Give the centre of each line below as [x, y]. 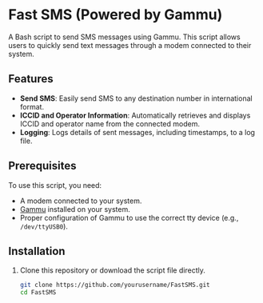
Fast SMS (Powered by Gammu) [116, 15]
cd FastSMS [38, 293]
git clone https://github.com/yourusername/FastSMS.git [115, 285]
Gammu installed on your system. [75, 209]
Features [31, 79]
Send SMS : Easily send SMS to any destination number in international [136, 98]
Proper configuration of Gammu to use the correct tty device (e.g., [129, 217]
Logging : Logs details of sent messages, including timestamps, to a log [137, 132]
